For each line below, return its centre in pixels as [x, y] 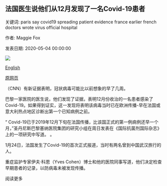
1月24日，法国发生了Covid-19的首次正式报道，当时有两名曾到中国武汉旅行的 [83, 145]
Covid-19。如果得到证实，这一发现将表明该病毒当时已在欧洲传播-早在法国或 [83, 105]
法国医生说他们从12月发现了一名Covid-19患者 [75, 9]
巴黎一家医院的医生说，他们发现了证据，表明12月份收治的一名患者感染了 [79, 99]
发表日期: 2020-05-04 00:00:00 [38, 48]
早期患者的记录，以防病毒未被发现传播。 [46, 168]
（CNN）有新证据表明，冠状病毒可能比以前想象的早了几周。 [67, 88]
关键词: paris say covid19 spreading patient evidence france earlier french [81, 22]
